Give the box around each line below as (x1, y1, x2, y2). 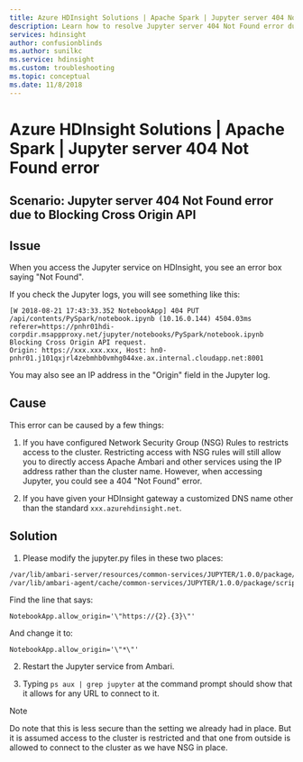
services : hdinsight (9, 30, 87, 39)
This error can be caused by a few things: (9, 419, 165, 430)
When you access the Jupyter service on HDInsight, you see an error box (9, 262, 282, 273)
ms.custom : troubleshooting (9, 64, 115, 73)
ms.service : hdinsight (9, 55, 95, 64)
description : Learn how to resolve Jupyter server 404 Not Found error (9, 22, 284, 31)
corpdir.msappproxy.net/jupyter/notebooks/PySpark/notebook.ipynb (9, 330, 264, 339)
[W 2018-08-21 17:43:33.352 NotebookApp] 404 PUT (9, 307, 200, 316)
